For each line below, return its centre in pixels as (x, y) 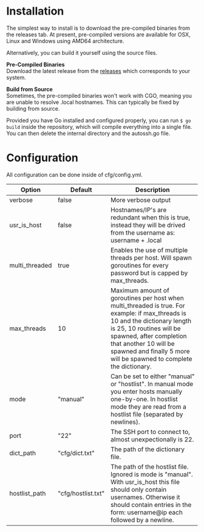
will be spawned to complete (151, 359)
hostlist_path (28, 493)
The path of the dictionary (148, 449)
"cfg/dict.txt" (76, 453)
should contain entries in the (151, 505)
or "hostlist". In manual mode (152, 384)
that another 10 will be (142, 344)
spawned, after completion (148, 336)
